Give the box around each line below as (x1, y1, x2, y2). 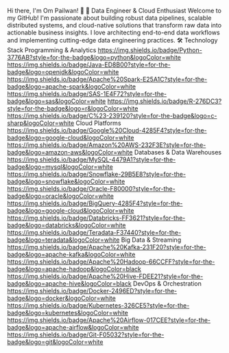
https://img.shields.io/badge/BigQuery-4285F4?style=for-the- (7, 199, 183, 207)
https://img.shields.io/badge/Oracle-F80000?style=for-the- (7, 185, 176, 192)
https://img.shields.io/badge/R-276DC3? (107, 97, 222, 105)
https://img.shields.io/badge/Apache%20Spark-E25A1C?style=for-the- (7, 76, 208, 83)
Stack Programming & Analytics (7, 46, 97, 54)
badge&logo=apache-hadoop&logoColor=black (7, 265, 142, 273)
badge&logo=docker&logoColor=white (7, 294, 117, 302)
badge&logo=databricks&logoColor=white (7, 221, 126, 229)
